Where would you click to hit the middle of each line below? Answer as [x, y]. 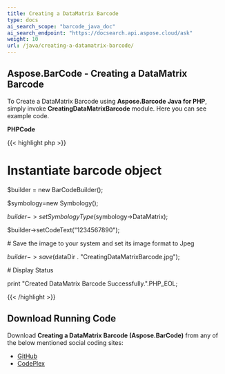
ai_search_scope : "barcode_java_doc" [61, 26]
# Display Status [30, 270]
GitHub [27, 356]
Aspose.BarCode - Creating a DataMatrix [97, 74]
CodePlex [31, 363]
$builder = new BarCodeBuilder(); [55, 189]
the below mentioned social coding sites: [65, 342]
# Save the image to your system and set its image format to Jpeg [101, 243]
